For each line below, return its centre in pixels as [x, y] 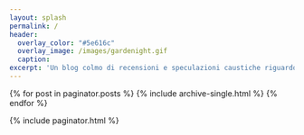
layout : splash [38, 18]
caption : [34, 59]
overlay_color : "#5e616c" [66, 43]
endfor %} [28, 103]
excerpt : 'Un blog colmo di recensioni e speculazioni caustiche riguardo [153, 68]
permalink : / [34, 26]
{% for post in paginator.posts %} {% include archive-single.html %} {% [143, 93]
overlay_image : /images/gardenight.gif [93, 51]
